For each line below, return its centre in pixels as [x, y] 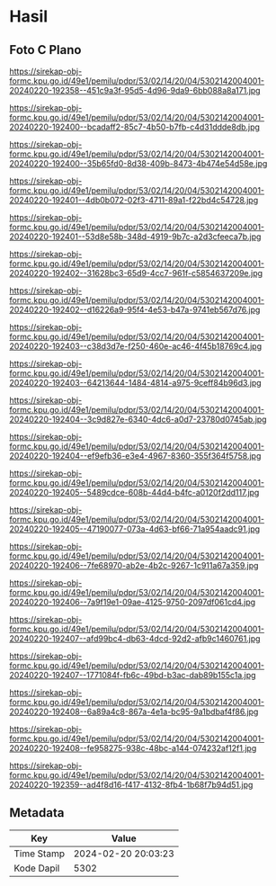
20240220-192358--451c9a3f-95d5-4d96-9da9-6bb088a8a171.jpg [135, 90]
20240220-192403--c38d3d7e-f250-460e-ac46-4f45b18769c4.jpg [136, 346]
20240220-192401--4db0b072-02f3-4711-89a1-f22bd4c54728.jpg [134, 200]
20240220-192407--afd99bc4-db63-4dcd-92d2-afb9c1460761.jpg [135, 639]
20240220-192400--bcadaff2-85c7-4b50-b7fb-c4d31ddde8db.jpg [135, 127]
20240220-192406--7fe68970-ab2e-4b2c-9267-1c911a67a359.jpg [134, 565]
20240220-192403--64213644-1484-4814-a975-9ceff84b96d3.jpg [136, 383]
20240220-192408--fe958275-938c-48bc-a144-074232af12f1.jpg [133, 748]
